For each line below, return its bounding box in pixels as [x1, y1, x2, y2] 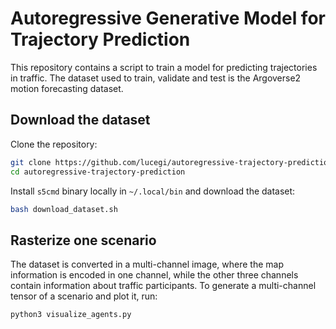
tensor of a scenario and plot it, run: [10, 290, 158, 302]
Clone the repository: [10, 138, 98, 150]
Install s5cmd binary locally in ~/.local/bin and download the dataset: [10, 185, 296, 197]
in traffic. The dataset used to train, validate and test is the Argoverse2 [10, 72, 302, 84]
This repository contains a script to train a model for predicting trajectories [10, 61, 318, 73]
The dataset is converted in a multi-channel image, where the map [10, 258, 285, 271]
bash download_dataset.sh [10, 204, 118, 214]
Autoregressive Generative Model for [10, 7, 326, 30]
